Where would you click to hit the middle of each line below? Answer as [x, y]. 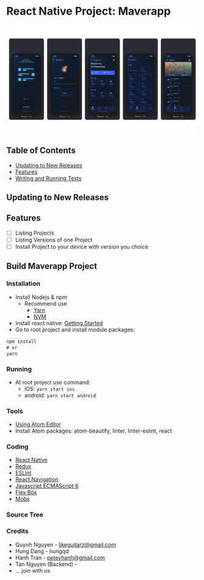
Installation [24, 284]
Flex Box [26, 493]
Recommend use [46, 303]
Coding [17, 447]
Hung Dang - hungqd [42, 551]
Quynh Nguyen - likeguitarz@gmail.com [65, 545]
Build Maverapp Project [52, 266]
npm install [21, 341]
